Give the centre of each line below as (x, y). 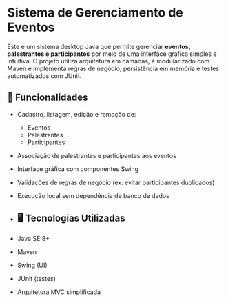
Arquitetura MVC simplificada (59, 292)
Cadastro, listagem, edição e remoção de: (76, 114)
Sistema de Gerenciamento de (95, 13)
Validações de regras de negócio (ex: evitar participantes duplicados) (116, 182)
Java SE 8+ (33, 238)
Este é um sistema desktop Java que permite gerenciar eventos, (99, 46)
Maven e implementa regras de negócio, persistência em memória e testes (113, 68)
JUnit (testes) (37, 278)
